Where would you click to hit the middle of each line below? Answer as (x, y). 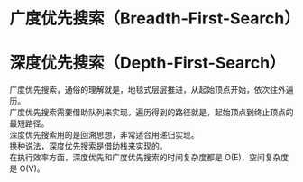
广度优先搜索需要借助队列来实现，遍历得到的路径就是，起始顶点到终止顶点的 (151, 113)
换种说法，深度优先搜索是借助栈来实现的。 (88, 146)
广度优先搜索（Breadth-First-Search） (155, 18)
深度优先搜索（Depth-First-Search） (147, 63)
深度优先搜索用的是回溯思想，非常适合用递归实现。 (104, 135)
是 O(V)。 (27, 168)
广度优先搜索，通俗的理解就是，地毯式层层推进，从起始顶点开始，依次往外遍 (151, 90)
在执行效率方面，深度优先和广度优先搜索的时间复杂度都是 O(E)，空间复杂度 (149, 158)
